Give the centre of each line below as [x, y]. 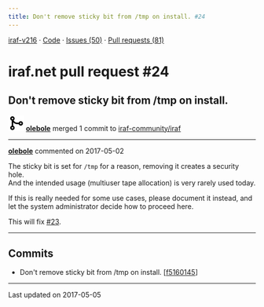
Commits [31, 254]
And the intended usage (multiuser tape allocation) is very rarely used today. [132, 183]
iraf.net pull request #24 [89, 71]
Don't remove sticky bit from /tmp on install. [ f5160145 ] [108, 272]
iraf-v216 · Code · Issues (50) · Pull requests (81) [86, 40]
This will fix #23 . [35, 221]
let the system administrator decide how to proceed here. [101, 206]
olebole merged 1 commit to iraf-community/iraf [103, 128]
